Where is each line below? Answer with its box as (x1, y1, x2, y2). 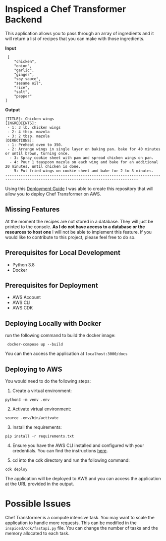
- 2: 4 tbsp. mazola (7, 129, 50, 134)
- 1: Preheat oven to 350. (7, 142, 63, 147)
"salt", (14, 89, 30, 95)
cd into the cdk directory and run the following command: (12, 457, 130, 463)
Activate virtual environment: (12, 406, 71, 412)
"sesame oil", (14, 81, 43, 86)
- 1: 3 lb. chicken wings (7, 125, 61, 130)
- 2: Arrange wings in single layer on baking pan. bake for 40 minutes (7, 147, 161, 151)
